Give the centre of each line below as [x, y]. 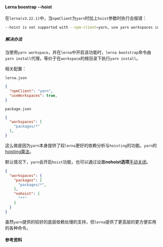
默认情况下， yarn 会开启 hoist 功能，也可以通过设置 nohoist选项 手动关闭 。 [78, 162]
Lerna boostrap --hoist [29, 7]
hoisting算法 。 [19, 152]
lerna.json [16, 78]
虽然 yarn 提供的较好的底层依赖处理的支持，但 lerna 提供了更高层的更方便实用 [81, 222]
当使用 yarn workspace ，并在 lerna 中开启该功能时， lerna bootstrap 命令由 [78, 52]
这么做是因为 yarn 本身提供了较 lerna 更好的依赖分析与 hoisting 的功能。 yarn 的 [81, 145]
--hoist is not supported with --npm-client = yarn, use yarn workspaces [79, 28]
